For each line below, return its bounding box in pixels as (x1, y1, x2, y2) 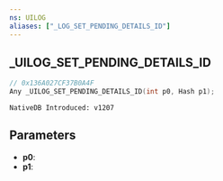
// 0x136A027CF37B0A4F (9, 78, 94, 88)
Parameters (9, 128, 76, 143)
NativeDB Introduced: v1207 (9, 104, 115, 113)
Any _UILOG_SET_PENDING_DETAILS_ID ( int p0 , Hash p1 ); (9, 87, 216, 96)
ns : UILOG (9, 13, 47, 23)
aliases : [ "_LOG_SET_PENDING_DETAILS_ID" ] (9, 22, 171, 31)
